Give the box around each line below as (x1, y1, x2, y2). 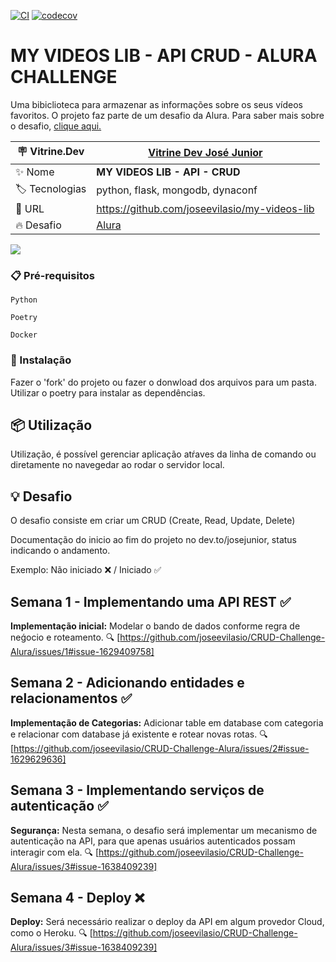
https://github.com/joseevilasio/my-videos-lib (96, 201, 315, 215)
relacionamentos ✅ (10, 690, 133, 707)
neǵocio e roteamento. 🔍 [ (10, 631, 121, 643)
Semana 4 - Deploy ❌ (10, 889, 145, 906)
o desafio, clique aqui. (10, 120, 102, 132)
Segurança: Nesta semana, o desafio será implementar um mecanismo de (10, 824, 318, 836)
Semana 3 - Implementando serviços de (10, 782, 265, 799)
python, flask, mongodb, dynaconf (96, 183, 258, 197)
